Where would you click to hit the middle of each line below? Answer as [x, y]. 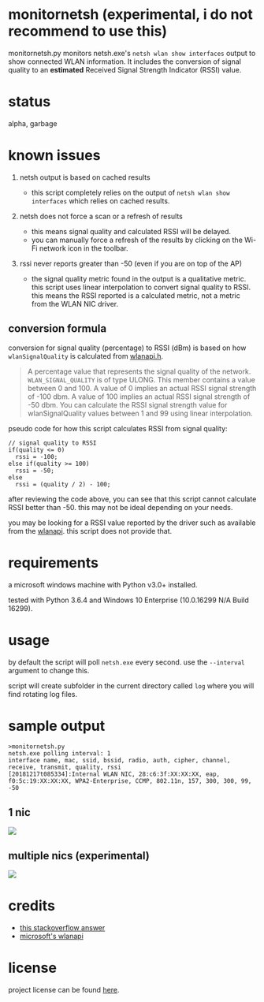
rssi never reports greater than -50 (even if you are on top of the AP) [131, 263]
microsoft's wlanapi [52, 936]
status [30, 102]
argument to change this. [49, 670]
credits [32, 906]
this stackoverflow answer [62, 928]
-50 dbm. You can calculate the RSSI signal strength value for [127, 404]
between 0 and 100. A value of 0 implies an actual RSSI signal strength [142, 388]
